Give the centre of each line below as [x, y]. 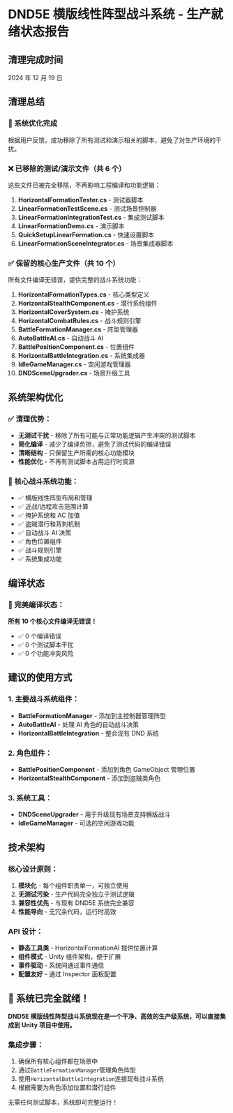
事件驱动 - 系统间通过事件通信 [61, 965]
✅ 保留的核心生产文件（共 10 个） [64, 263]
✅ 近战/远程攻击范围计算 [53, 507]
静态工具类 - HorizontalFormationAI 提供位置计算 [88, 948]
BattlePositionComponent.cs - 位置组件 [76, 347]
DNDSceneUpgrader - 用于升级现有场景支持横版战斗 [94, 814]
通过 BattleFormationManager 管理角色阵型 [77, 1070]
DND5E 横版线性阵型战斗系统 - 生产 [110, 14]
